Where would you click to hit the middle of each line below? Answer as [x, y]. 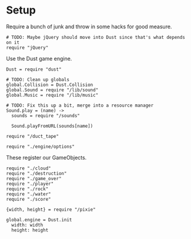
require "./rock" [27, 189]
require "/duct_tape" [33, 136]
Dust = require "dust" [34, 69]
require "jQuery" [27, 48]
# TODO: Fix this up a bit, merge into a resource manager [80, 105]
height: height [30, 230]
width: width [27, 225]
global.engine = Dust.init [39, 220]
